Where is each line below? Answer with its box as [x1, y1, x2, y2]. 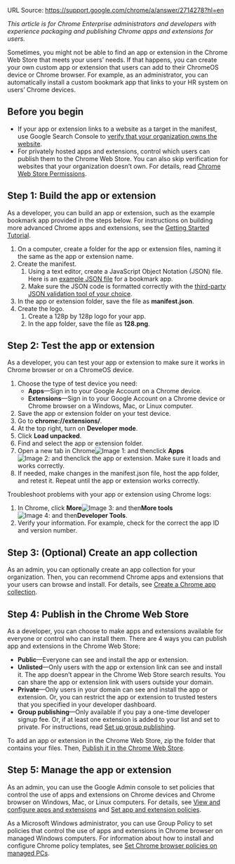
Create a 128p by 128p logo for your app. [27, 312, 146, 320]
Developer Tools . [76, 512, 128, 520]
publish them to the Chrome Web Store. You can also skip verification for [17, 154, 228, 163]
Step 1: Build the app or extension [7, 190, 156, 202]
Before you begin [7, 106, 84, 118]
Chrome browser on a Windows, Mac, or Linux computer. [27, 402, 194, 410]
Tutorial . [7, 231, 32, 239]
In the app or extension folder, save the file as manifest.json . [17, 297, 194, 305]
